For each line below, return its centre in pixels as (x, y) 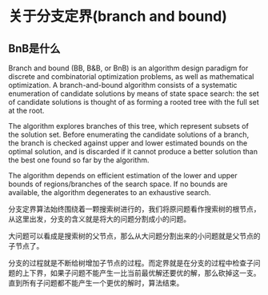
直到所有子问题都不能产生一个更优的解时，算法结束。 (96, 283)
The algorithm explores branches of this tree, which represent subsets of (129, 126)
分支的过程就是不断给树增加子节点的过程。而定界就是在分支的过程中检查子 (131, 263)
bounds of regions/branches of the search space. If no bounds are (118, 184)
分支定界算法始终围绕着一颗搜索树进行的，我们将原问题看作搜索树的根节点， (134, 209)
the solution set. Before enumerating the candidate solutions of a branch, (129, 134)
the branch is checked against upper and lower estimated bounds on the (128, 143)
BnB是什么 (34, 48)
